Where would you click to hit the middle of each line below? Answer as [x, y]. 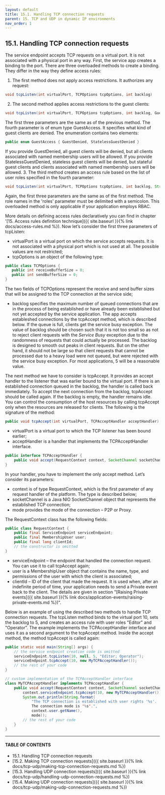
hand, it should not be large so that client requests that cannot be [78, 351]
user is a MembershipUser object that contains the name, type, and [80, 571]
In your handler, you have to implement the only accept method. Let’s [75, 474]
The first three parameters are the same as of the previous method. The [78, 122]
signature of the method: [30, 413]
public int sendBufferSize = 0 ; [45, 275]
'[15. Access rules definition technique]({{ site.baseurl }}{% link [69, 221]
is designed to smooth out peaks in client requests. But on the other [81, 345]
